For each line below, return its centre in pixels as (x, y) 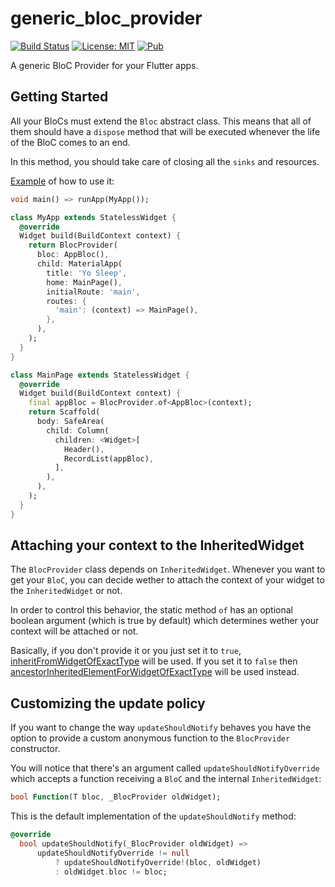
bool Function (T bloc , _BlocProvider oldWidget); (116, 797)
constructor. (35, 749)
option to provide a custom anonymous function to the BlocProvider (150, 738)
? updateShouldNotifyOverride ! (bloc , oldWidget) (158, 862)
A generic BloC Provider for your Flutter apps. (104, 65)
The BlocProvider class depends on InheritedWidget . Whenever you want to (168, 569)
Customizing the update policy (108, 703)
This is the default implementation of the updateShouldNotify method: (153, 816)
